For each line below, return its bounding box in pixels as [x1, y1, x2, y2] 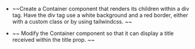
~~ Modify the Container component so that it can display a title [12, 30, 174, 37]
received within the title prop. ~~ [12, 36, 95, 43]
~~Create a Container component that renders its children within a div [12, 5, 189, 12]
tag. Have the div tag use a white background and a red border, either [12, 11, 188, 19]
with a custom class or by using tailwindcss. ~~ [12, 18, 132, 25]
